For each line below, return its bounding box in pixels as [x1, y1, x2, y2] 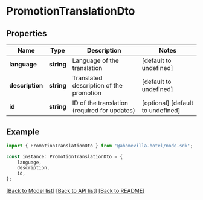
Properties [6, 28, 47, 39]
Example [6, 127, 40, 137]
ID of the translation [72, 98, 129, 107]
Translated [72, 74, 103, 82]
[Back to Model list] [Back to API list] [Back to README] [6, 187, 145, 195]
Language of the [72, 56, 119, 65]
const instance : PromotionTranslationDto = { [6, 153, 123, 160]
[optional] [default [141, 98, 193, 107]
